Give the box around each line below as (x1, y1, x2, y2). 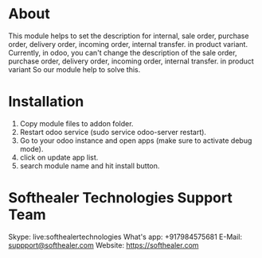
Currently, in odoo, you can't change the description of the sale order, (8, 48, 237, 57)
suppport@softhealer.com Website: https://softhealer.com (8, 240, 199, 250)
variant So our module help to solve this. (8, 64, 141, 74)
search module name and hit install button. (19, 160, 160, 171)
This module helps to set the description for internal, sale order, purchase (8, 31, 249, 40)
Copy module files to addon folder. (19, 118, 134, 128)
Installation (8, 93, 84, 111)
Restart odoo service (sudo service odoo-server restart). (19, 127, 207, 137)
